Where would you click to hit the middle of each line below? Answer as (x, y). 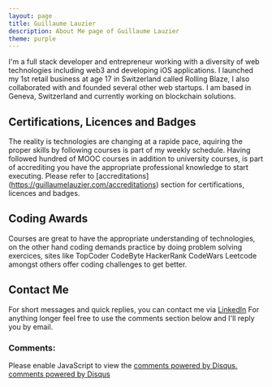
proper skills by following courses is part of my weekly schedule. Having (130, 150)
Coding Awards (48, 219)
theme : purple (32, 39)
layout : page (30, 16)
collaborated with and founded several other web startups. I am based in (130, 88)
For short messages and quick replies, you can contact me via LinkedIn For (134, 309)
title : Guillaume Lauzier (52, 24)
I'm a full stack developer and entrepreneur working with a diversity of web (134, 62)
